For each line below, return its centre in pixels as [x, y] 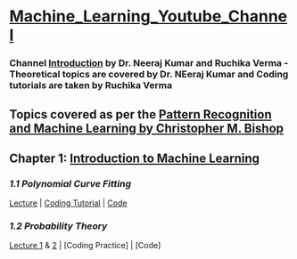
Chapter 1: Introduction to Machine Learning [135, 158]
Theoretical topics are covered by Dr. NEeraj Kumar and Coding [149, 75]
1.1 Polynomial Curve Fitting [70, 183]
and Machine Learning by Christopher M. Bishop [146, 128]
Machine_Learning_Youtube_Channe [148, 16]
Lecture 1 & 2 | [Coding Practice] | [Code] [85, 246]
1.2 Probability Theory [58, 226]
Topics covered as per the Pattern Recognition [140, 114]
